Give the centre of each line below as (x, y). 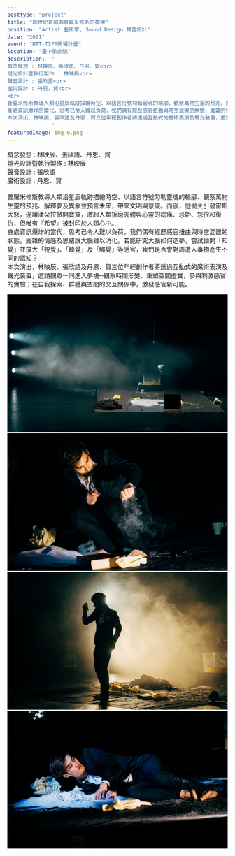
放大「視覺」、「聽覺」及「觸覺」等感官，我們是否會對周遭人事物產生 (123, 249)
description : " (31, 59)
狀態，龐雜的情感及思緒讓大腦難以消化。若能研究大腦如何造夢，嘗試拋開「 (114, 240)
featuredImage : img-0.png (45, 133)
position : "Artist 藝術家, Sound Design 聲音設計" (79, 29)
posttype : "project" (37, 15)
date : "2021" (26, 37)
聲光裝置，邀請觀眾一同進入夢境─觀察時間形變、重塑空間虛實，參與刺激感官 (116, 275)
